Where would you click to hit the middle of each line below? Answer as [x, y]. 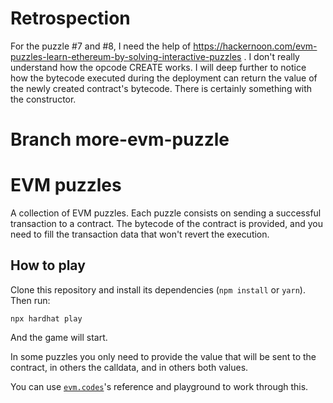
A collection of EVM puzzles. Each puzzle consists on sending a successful [166, 213]
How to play [48, 265]
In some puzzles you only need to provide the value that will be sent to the [163, 356]
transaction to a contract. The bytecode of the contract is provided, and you [167, 224]
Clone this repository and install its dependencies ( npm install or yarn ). [158, 289]
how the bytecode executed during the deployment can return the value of [164, 78]
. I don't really [271, 56]
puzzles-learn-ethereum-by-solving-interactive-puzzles [126, 56]
